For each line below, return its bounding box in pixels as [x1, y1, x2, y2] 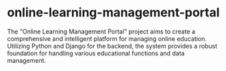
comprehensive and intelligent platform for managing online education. [7, 34, 208, 42]
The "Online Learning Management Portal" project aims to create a [7, 27, 196, 35]
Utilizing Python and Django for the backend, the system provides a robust [7, 42, 218, 50]
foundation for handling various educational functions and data [7, 49, 185, 57]
